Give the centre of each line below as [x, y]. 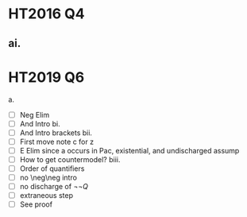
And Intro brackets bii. [56, 133]
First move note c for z [56, 141]
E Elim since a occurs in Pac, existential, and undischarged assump [129, 150]
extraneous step [46, 196]
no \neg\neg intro [48, 177]
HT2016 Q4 [46, 14]
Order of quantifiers [52, 169]
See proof [36, 204]
